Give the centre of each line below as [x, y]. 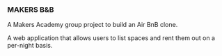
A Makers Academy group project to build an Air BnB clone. [93, 25]
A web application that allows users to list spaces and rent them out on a [111, 38]
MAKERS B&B [31, 10]
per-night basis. [30, 46]
